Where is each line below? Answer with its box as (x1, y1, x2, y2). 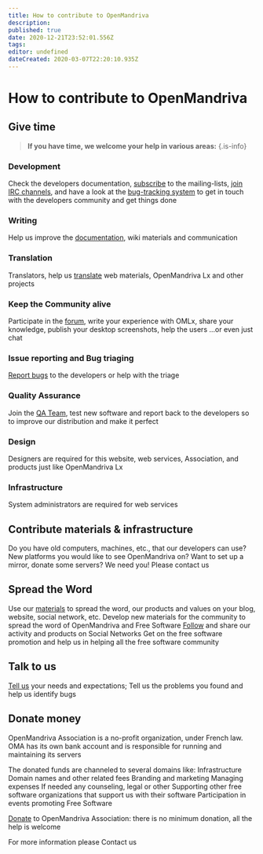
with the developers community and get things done (8, 196, 177, 205)
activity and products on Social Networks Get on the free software (8, 628, 223, 638)
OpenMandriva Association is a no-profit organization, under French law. (8, 733, 243, 742)
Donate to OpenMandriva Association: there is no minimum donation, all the (8, 813, 253, 823)
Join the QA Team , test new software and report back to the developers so (8, 408, 250, 418)
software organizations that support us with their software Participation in (8, 790, 247, 799)
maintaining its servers (8, 749, 82, 759)
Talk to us (8, 660, 57, 673)
